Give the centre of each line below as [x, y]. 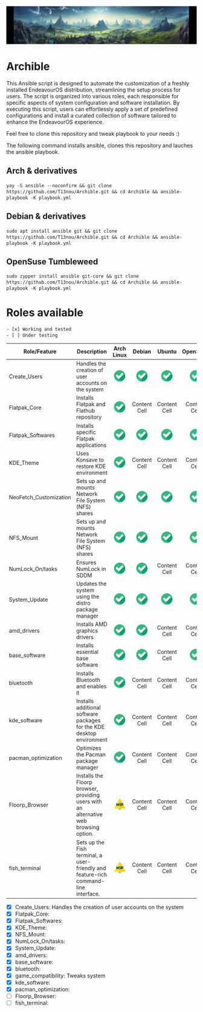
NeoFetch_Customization [40, 497]
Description [92, 351]
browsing [88, 827]
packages [89, 720]
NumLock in [91, 568]
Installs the [90, 776]
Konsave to [90, 459]
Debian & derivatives [46, 217]
